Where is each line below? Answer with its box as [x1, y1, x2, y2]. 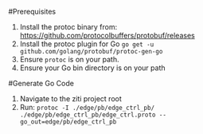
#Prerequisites [8, 7, 57, 16]
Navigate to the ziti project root [19, 94, 122, 103]
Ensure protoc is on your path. [19, 55, 119, 64]
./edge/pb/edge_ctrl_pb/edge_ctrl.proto [19, 111, 156, 119]
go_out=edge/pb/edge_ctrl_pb [19, 118, 117, 126]
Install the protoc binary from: [19, 22, 118, 31]
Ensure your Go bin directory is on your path [19, 63, 166, 73]
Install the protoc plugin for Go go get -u [19, 39, 154, 49]
